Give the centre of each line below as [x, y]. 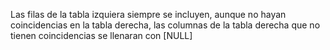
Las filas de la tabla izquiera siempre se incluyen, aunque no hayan [148, 14]
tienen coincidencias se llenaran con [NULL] [101, 35]
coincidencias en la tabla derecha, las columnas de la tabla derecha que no [165, 25]
